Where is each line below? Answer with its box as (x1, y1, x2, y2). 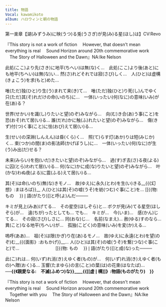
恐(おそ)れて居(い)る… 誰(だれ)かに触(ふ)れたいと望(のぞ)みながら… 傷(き (5, 117, 158, 123)
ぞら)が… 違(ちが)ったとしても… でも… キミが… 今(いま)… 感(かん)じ (5, 209, 159, 215)
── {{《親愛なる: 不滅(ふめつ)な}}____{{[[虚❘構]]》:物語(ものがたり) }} (5, 268, 154, 274)
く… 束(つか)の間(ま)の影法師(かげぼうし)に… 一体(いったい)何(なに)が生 (5, 140, 157, 146)
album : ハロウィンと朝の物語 (5, 16, 58, 21)
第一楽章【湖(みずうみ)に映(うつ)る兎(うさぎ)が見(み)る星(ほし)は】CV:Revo (5, 31, 161, 37)
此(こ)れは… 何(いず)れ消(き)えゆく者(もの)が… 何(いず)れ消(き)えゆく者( (5, 256, 157, 262)
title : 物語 (5, 7, 28, 12)
